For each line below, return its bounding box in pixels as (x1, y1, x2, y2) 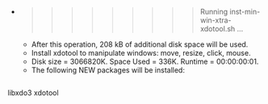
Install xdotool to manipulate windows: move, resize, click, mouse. (31, 48, 251, 57)
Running (199, 7, 228, 16)
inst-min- (228, 7, 261, 16)
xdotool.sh (199, 24, 236, 33)
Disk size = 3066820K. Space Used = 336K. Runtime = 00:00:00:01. (31, 56, 259, 66)
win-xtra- (199, 15, 232, 25)
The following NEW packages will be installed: (31, 65, 185, 75)
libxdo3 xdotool (7, 88, 59, 98)
